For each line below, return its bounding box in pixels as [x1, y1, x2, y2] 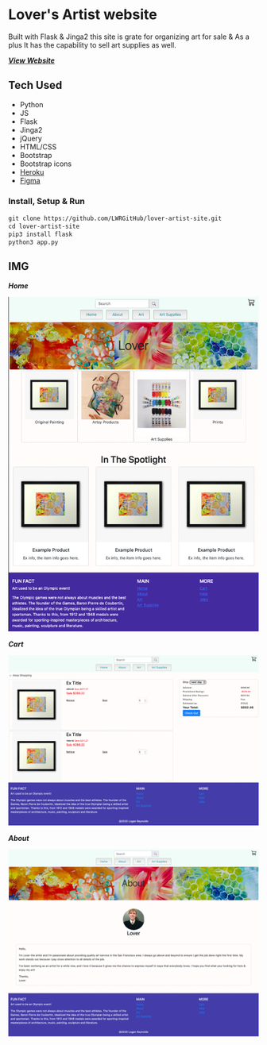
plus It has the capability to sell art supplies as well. [8, 40, 176, 49]
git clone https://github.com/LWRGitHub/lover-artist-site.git [8, 214, 222, 223]
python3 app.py [8, 238, 59, 247]
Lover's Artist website [8, 6, 157, 24]
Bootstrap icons [19, 159, 72, 168]
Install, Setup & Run [8, 195, 86, 206]
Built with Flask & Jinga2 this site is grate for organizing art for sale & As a [8, 32, 250, 41]
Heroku [19, 167, 44, 176]
